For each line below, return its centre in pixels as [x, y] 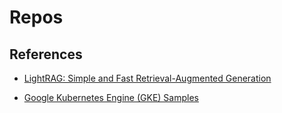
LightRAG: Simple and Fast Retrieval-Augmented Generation [147, 78]
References [46, 54]
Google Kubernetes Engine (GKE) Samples [111, 97]
